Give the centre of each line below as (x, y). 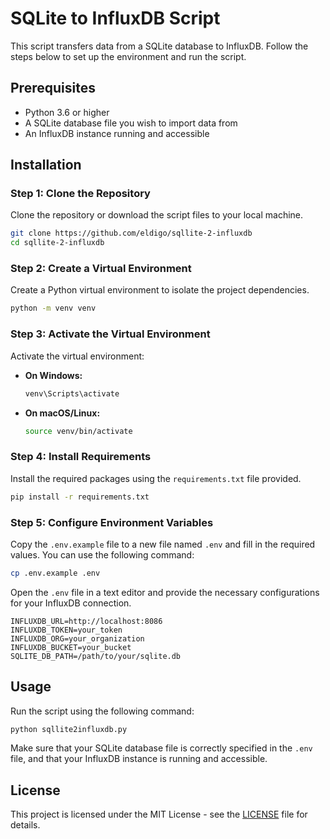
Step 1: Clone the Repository (80, 194)
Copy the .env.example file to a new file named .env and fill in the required (163, 544)
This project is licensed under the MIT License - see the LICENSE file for (159, 814)
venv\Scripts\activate (72, 393)
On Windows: (53, 375)
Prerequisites (53, 88)
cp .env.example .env (55, 573)
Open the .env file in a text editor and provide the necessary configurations (165, 592)
